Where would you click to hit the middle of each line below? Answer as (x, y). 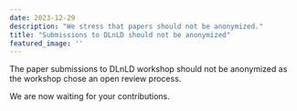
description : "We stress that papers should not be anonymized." (136, 26)
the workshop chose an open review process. (95, 79)
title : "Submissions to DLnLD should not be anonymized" (120, 35)
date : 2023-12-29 (42, 18)
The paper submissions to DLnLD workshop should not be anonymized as (148, 69)
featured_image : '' (47, 43)
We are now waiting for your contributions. (90, 96)
